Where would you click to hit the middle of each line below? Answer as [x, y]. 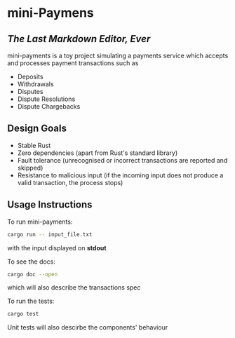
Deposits [30, 76]
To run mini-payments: [40, 222]
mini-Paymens [51, 13]
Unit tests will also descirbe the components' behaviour [88, 327]
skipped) [30, 168]
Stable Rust [34, 145]
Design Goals [37, 129]
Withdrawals [35, 84]
